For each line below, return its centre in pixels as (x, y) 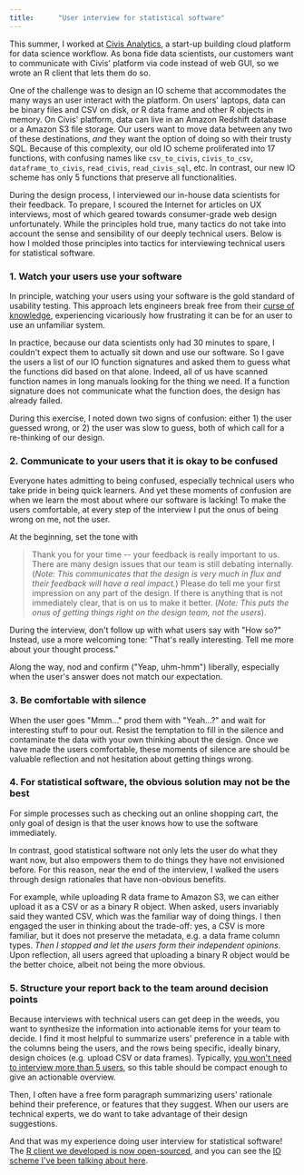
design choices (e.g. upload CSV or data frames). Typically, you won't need (151, 1058)
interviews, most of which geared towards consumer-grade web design (143, 214)
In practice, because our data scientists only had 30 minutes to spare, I (142, 343)
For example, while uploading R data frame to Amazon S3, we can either (144, 897)
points (24, 999)
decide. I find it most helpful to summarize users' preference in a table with (150, 1039)
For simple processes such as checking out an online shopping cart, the (144, 813)
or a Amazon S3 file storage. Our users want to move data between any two (151, 129)
